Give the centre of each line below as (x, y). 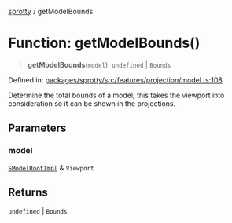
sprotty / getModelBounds (51, 11)
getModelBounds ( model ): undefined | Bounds (99, 64)
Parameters (37, 128)
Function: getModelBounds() (104, 43)
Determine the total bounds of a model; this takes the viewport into (116, 95)
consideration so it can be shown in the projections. (92, 103)
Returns (28, 193)
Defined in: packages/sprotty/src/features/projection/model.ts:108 (115, 80)
